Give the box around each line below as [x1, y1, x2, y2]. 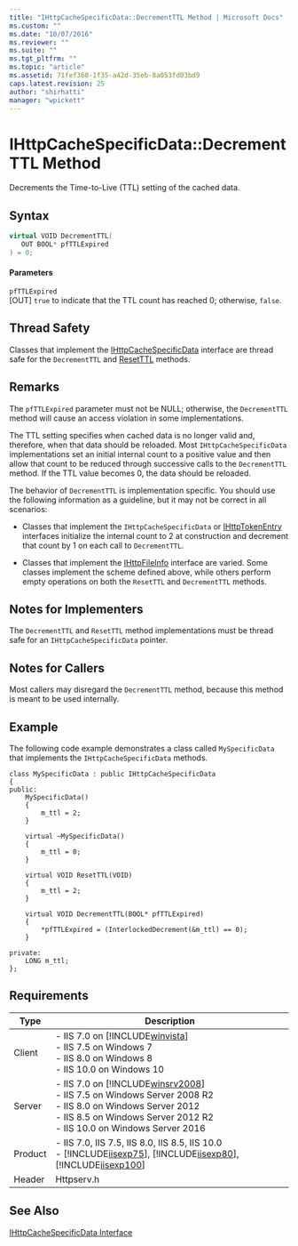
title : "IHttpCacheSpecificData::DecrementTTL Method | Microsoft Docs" [9, 12, 284, 22]
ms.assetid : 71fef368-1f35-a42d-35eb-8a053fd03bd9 [9, 71, 200, 80]
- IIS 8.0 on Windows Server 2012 [55, 1099, 200, 1112]
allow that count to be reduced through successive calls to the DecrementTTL [9, 458, 286, 469]
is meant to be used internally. [9, 694, 120, 704]
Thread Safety [9, 321, 90, 336]
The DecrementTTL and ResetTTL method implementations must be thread [9, 625, 274, 636]
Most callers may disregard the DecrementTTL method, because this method [9, 684, 284, 695]
